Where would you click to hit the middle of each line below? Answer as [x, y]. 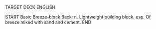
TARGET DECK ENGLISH [30, 7]
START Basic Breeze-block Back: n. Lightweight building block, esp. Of [78, 17]
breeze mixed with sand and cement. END [48, 22]
